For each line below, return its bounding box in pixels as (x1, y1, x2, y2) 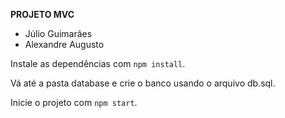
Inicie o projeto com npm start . (10, 97, 138, 108)
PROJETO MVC (10, 9, 75, 20)
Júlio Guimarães (24, 28, 93, 39)
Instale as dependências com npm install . (10, 58, 186, 69)
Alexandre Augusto (24, 39, 105, 50)
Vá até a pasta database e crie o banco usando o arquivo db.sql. (10, 77, 276, 89)
